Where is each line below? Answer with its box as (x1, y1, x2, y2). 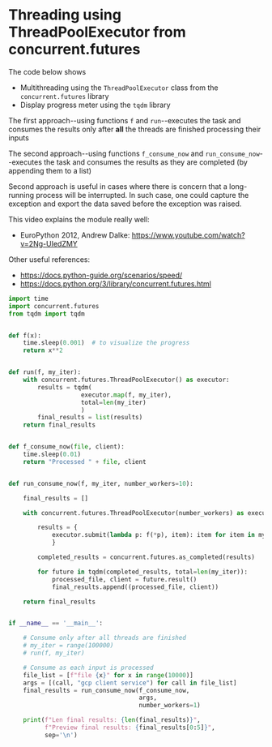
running (8, 190, 35, 200)
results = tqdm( (37, 383, 92, 391)
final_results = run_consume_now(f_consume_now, (23, 686, 190, 694)
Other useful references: (8, 254, 91, 264)
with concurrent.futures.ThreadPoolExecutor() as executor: (23, 376, 230, 384)
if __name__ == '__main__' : (8, 619, 104, 628)
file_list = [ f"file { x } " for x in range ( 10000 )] (23, 671, 194, 679)
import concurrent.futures (8, 302, 100, 310)
